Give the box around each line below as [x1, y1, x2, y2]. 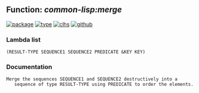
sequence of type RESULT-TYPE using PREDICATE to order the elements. [14, 82, 194, 88]
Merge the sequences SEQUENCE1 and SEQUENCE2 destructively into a [6, 76, 178, 82]
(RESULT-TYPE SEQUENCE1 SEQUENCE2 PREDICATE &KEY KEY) [6, 49, 146, 55]
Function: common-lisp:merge [6, 5, 123, 15]
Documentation [6, 63, 53, 71]
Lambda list [6, 35, 41, 44]
